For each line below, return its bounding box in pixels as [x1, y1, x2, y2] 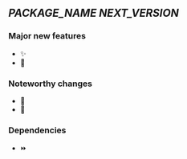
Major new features [8, 31, 87, 42]
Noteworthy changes [8, 78, 92, 89]
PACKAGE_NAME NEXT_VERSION [8, 6, 179, 20]
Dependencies [8, 124, 67, 136]
